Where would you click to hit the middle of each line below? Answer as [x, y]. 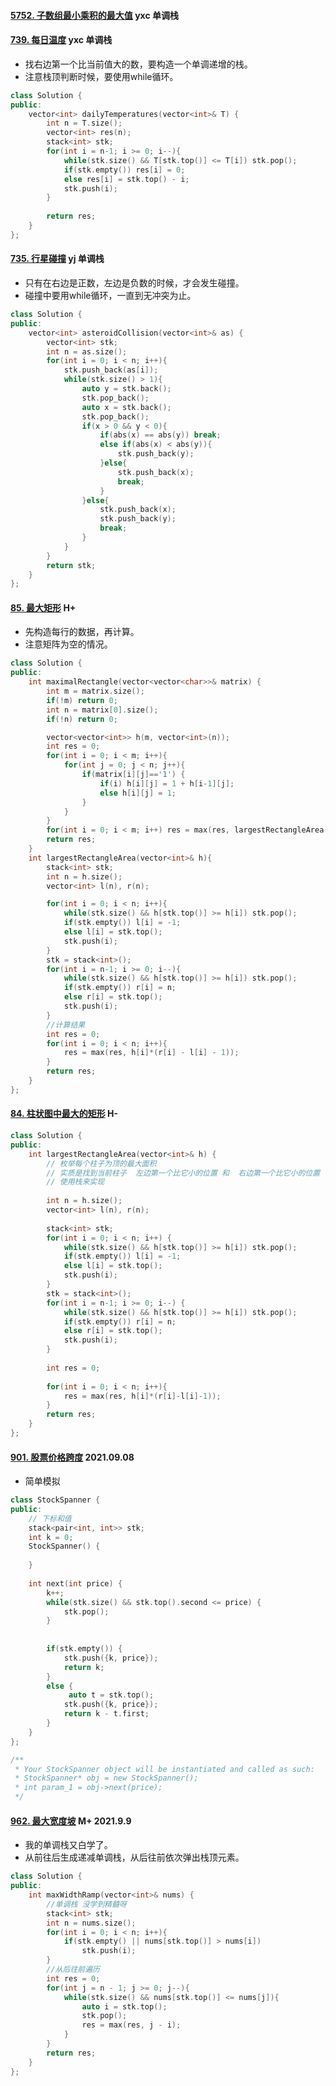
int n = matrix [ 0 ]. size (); [102, 710]
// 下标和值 [50, 1518]
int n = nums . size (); [91, 1923]
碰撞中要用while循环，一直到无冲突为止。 [110, 295]
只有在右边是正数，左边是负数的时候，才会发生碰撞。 [134, 283]
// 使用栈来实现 [75, 1182]
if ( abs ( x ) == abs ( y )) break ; [160, 435]
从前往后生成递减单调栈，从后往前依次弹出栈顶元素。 [134, 1857]
